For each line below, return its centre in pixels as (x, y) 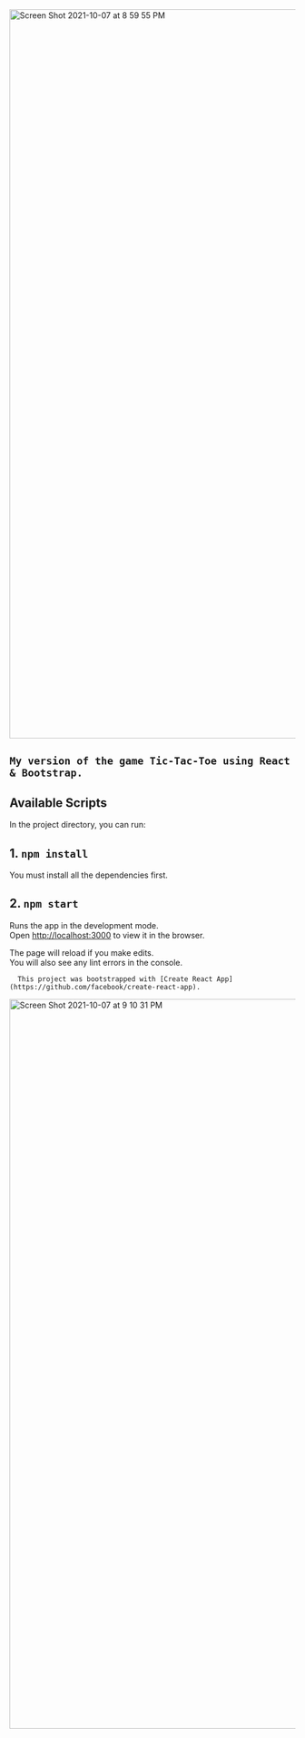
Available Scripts (58, 803)
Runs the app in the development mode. (84, 925)
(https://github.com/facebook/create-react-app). (105, 987)
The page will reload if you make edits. (82, 952)
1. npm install (49, 853)
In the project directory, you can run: (78, 825)
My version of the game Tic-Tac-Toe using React (150, 761)
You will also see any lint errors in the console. (96, 962)
